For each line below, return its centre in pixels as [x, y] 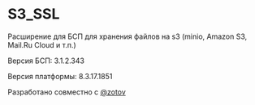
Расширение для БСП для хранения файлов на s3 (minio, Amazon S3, [127, 36]
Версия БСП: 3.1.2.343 [46, 61]
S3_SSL [34, 14]
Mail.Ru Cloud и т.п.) [42, 44]
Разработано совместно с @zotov [67, 92]
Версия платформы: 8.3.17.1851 [60, 76]
